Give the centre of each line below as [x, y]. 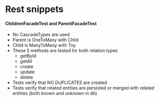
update [27, 72]
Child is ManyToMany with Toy [44, 45]
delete [27, 77]
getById [28, 56]
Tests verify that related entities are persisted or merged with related [83, 88]
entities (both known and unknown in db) [55, 93]
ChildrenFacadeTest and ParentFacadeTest [51, 23]
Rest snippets [34, 9]
